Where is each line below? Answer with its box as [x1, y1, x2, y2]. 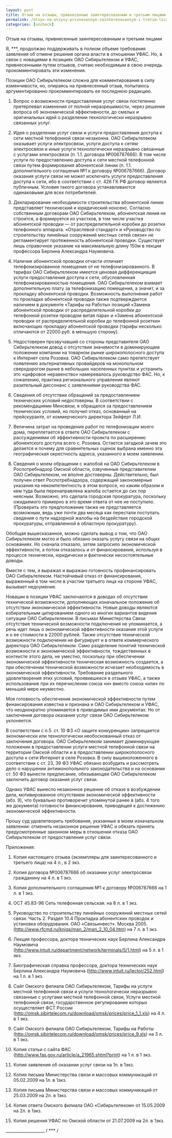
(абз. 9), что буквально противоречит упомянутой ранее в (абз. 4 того [6, 797, 160, 803]
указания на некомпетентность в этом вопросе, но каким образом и [13, 483, 164, 489]
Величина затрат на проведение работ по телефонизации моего [13, 424, 154, 430]
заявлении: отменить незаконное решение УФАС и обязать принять [6, 824, 155, 830]
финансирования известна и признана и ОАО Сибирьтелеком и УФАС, [6, 701, 159, 708]
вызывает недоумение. [6, 584, 57, 590]
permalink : [6, 17, 29, 22]
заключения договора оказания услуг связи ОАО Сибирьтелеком [6, 712, 149, 718]
